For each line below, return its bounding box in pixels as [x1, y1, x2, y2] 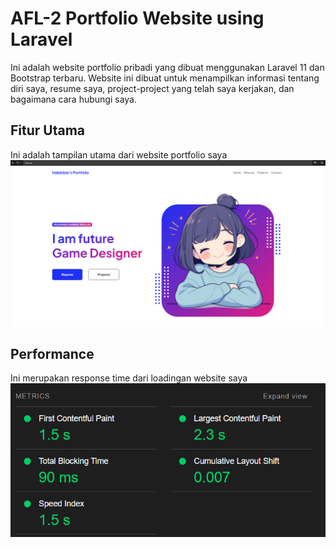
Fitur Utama [10, 122, 86, 139]
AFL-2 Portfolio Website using [10, 7, 265, 30]
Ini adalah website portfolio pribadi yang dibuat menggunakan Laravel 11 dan [10, 61, 325, 73]
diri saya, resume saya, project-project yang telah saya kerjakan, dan [10, 82, 295, 94]
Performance [10, 345, 95, 362]
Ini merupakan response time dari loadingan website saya [10, 372, 248, 384]
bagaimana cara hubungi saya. [10, 93, 138, 105]
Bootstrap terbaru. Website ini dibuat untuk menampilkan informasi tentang [10, 72, 320, 84]
